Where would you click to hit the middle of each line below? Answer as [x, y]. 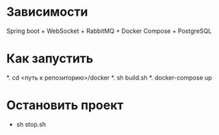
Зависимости [47, 12]
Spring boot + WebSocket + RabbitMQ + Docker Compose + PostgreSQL [109, 31]
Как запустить [50, 59]
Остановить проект [65, 105]
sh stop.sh [31, 124]
